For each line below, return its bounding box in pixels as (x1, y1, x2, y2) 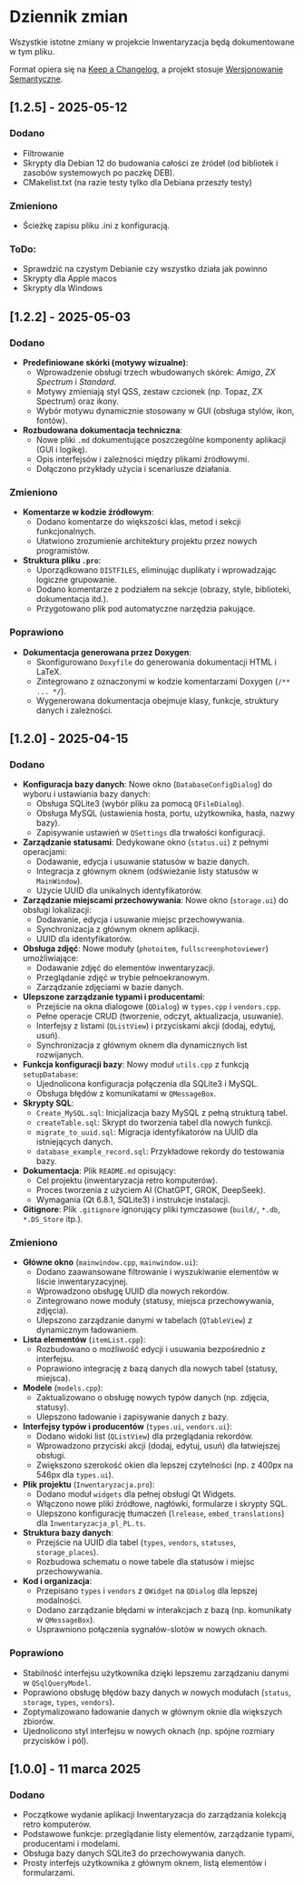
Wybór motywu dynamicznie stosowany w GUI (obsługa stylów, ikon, (35, 405, 295, 416)
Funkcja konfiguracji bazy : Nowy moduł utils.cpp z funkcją (22, 1059, 250, 1070)
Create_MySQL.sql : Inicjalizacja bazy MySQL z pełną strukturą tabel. (35, 1108, 289, 1118)
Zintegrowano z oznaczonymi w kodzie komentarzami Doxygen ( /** (35, 676, 290, 687)
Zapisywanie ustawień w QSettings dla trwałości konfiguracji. (35, 827, 266, 838)
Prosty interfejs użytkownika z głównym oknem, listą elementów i (22, 1858, 267, 1869)
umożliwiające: (22, 953, 79, 964)
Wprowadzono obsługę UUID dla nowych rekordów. (35, 1286, 230, 1297)
